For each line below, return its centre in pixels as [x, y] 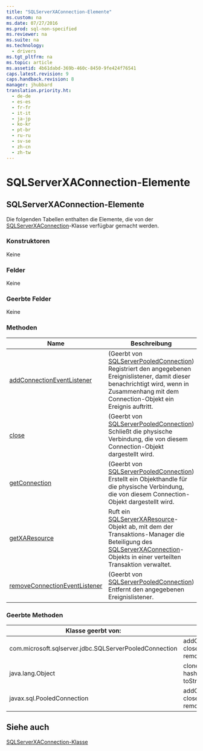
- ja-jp [21, 119]
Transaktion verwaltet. [140, 564]
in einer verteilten [156, 557]
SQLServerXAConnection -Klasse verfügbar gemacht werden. [83, 226]
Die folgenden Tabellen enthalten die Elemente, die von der [80, 219]
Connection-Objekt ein [141, 398]
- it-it [21, 113]
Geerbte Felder [29, 299]
